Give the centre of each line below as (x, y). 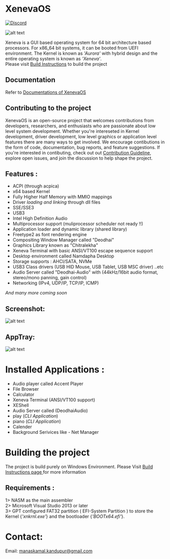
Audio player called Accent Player (48, 384)
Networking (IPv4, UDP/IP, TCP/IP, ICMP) (56, 283)
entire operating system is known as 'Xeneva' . (54, 58)
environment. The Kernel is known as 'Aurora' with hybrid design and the (81, 53)
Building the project (47, 453)
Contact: (24, 536)
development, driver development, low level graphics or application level (81, 136)
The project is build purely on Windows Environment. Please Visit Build (79, 466)
